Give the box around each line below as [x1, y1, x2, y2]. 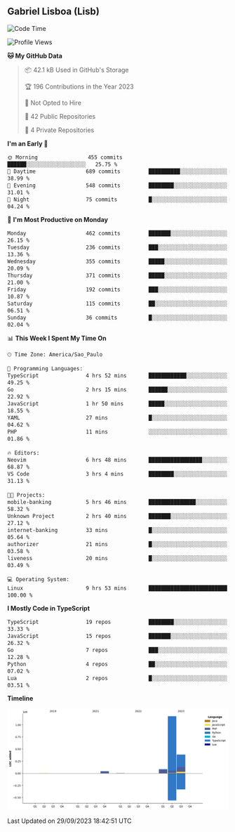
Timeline [7, 694, 34, 702]
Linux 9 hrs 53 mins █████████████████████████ [7, 585, 228, 592]
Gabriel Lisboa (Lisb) [7, 6, 100, 18]
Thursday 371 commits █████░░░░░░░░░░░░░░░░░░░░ [7, 272, 228, 279]
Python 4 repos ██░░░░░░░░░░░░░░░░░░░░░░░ [7, 661, 228, 668]
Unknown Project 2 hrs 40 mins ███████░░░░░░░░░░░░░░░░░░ [7, 512, 228, 519]
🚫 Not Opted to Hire [24, 98, 82, 107]
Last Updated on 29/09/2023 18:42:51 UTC [7, 817, 132, 825]
